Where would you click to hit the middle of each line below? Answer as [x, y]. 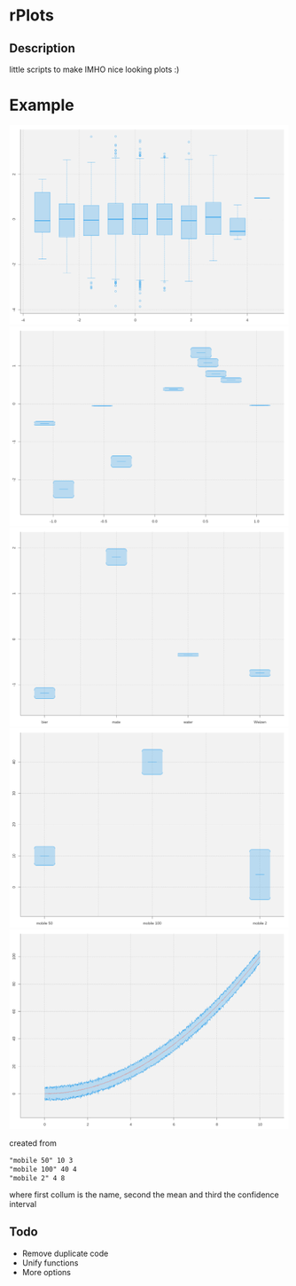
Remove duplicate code [65, 1253]
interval [23, 1204]
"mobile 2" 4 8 [37, 1178]
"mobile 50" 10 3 [41, 1160]
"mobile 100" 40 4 [43, 1169]
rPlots [32, 16]
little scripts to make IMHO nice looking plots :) [94, 69]
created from [33, 1143]
